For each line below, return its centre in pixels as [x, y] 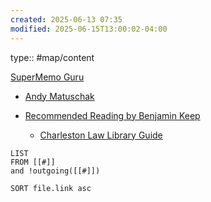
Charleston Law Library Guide [101, 135]
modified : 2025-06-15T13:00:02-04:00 [89, 29]
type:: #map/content [52, 57]
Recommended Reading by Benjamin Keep [112, 115]
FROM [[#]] [33, 162]
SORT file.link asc [51, 188]
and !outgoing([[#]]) [55, 171]
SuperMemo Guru [47, 77]
